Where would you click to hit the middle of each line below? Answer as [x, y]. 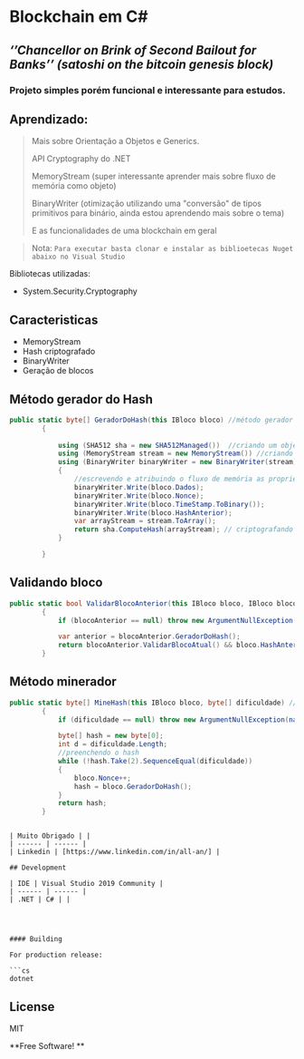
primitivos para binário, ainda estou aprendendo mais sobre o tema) [158, 213]
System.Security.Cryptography [80, 291]
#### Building [36, 939]
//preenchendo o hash [99, 753]
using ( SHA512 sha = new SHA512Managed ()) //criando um [167, 445]
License [32, 1007]
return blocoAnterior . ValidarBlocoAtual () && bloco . [159, 646]
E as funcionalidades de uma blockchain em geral [124, 231]
